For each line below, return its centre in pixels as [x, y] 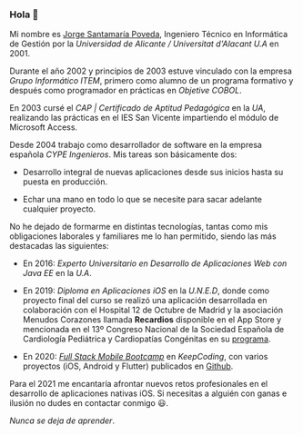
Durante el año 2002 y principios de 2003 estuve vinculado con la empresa [151, 71]
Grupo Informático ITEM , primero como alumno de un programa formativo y [151, 81]
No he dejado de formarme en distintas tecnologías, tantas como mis [139, 227]
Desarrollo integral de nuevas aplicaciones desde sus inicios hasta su [153, 173]
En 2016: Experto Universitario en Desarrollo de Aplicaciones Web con [155, 263]
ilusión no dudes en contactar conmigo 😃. [89, 403]
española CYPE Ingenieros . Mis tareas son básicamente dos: [123, 154]
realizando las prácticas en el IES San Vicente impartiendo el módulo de [144, 118]
